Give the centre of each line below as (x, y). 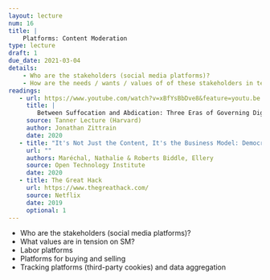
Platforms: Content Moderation (75, 38)
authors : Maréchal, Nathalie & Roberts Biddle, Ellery (120, 158)
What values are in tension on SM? (77, 241)
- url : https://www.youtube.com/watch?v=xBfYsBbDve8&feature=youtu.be (140, 98)
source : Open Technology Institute (86, 166)
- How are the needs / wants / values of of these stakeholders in (138, 83)
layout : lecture (35, 16)
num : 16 (21, 23)
